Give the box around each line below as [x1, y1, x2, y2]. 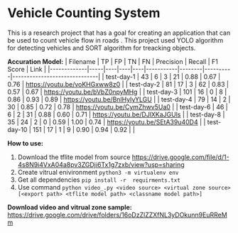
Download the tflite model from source [17, 153, 131, 161]
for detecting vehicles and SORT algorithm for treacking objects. [7, 43, 196, 52]
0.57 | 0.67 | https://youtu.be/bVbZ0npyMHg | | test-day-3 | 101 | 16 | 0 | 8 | [7, 87, 227, 96]
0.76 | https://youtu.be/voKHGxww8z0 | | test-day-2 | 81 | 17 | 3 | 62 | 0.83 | [7, 80, 229, 88]
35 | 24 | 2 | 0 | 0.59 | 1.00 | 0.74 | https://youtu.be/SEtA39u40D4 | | [7, 117, 206, 126]
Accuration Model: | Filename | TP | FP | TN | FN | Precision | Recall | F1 [7, 57, 219, 65]
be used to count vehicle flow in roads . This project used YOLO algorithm [7, 36, 224, 44]
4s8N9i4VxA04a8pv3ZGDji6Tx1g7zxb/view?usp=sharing [17, 160, 185, 168]
